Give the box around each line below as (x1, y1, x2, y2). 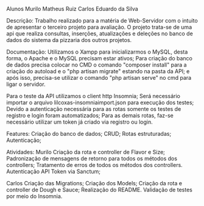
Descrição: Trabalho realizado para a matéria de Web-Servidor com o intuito (6, 17, 198, 24)
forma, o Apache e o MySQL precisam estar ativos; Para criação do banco (6, 55, 193, 62)
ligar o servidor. (6, 80, 46, 88)
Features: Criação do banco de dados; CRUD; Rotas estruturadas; (6, 130, 172, 137)
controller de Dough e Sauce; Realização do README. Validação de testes (6, 186, 193, 193)
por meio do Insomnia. (6, 193, 63, 200)
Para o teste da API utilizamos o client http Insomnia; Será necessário (6, 93, 181, 99)
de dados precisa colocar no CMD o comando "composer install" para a (6, 61, 187, 68)
